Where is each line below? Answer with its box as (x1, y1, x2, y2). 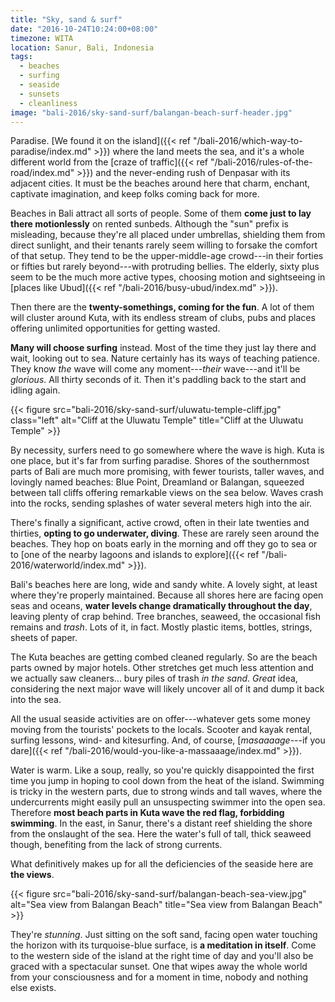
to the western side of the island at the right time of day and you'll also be (10, 950, 314, 962)
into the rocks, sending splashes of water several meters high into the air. (10, 497, 313, 510)
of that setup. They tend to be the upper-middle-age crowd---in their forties (10, 250, 324, 262)
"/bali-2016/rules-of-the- (209, 156, 313, 168)
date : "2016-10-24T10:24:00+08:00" (10, 24, 159, 34)
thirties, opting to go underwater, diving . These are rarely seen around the (10, 527, 320, 540)
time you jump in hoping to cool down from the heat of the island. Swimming (10, 775, 325, 787)
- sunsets (19, 89, 60, 99)
